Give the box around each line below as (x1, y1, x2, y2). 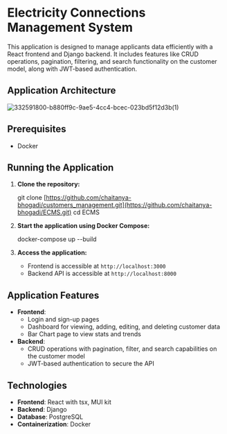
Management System (7, 19, 134, 35)
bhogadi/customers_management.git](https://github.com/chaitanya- (17, 201, 212, 209)
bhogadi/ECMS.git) (17, 208, 72, 216)
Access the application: (17, 248, 88, 257)
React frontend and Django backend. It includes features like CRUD (7, 50, 199, 58)
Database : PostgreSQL (17, 413, 84, 421)
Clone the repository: (17, 180, 80, 189)
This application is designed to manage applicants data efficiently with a (7, 42, 213, 51)
